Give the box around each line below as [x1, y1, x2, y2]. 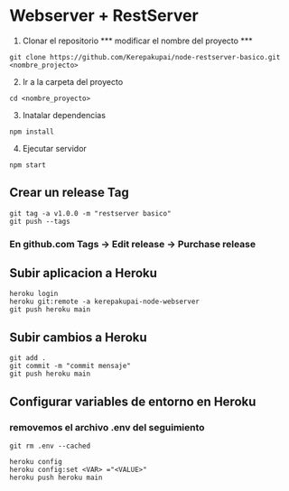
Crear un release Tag [9, 185, 129, 200]
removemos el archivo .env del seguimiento [9, 421, 205, 433]
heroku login [9, 290, 59, 299]
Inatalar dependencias [22, 109, 107, 120]
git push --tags [9, 217, 70, 226]
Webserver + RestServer [9, 5, 199, 26]
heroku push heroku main [9, 473, 103, 482]
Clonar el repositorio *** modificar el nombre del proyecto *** [22, 35, 253, 46]
